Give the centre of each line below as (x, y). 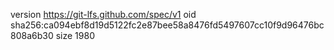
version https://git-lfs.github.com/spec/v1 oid (103, 14)
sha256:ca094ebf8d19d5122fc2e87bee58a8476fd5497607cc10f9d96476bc (167, 25)
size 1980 (75, 35)
